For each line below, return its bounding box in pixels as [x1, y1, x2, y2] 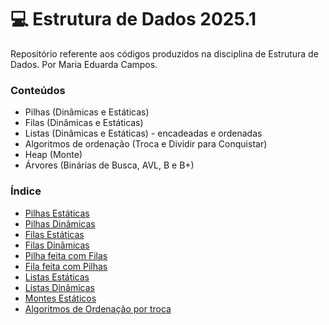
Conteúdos [10, 83, 66, 97]
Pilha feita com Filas [24, 249, 108, 261]
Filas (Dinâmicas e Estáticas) [24, 117, 144, 129]
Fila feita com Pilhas [24, 260, 108, 272]
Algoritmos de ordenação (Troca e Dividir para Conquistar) [24, 138, 268, 150]
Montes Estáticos [24, 292, 97, 304]
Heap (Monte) [24, 149, 83, 161]
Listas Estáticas [24, 271, 90, 283]
